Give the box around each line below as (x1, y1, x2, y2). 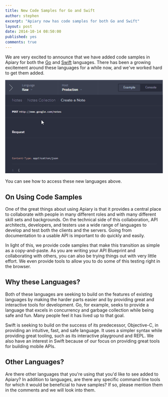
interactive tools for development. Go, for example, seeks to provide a (5, 302, 149, 308)
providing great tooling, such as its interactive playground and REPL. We (5, 333, 154, 339)
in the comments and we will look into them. (5, 387, 96, 393)
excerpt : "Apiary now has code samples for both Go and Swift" (5, 18, 140, 23)
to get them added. (5, 70, 45, 76)
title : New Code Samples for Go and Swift (5, 8, 95, 13)
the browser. (5, 264, 31, 270)
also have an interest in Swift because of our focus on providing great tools (5, 338, 160, 344)
